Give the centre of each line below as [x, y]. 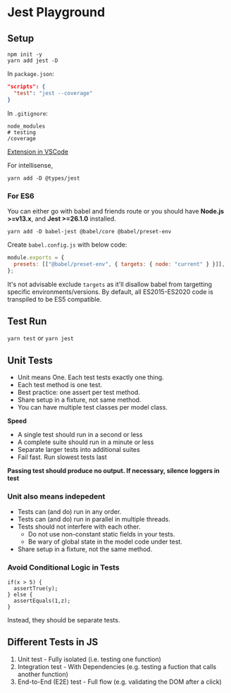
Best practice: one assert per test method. [79, 393]
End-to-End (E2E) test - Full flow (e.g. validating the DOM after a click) [119, 682]
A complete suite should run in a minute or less [86, 442]
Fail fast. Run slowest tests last [62, 457]
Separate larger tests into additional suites [79, 450]
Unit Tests [30, 360]
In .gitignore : [27, 113]
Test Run [27, 321]
